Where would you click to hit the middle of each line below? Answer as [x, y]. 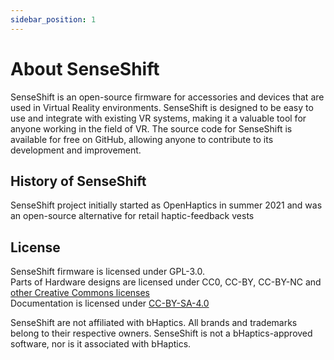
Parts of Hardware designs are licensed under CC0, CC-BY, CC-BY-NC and [166, 282]
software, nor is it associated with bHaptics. [101, 344]
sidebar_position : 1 [53, 19]
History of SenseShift [78, 181]
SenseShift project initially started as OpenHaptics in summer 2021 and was [166, 205]
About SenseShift [85, 68]
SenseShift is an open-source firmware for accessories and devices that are [167, 97]
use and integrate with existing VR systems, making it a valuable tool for [158, 118]
